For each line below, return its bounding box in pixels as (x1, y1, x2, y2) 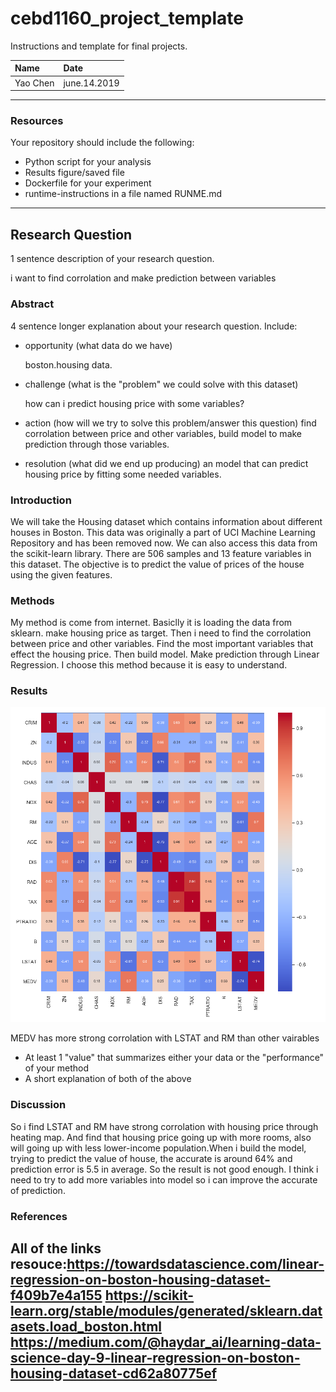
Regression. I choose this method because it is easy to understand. (10, 659, 288, 671)
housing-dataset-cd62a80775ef (10, 1365, 218, 1382)
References (10, 1209, 68, 1223)
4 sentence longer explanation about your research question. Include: (10, 320, 298, 332)
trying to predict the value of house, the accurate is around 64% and (10, 1152, 293, 1164)
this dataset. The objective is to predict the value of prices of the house (10, 558, 305, 570)
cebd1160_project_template (10, 7, 244, 30)
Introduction (10, 493, 72, 507)
